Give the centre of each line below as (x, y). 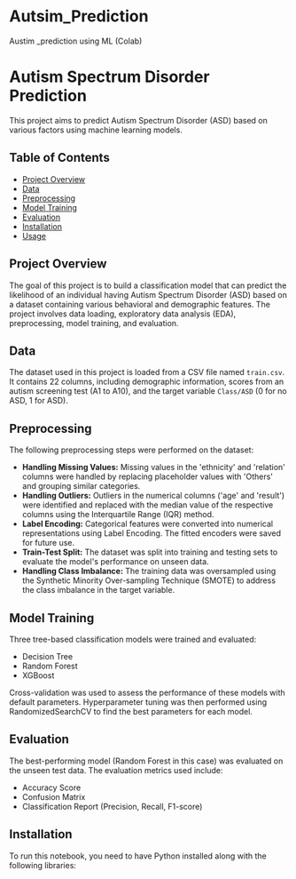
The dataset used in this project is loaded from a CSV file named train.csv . (147, 372)
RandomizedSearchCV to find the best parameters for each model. (131, 711)
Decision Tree (47, 656)
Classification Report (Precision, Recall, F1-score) (112, 806)
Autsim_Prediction (79, 16)
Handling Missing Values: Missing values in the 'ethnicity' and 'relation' (154, 467)
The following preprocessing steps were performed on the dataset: (132, 450)
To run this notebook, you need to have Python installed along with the (138, 856)
